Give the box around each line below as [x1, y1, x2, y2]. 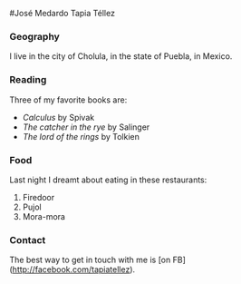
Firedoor [22, 191, 55, 202]
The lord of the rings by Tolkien [22, 131, 140, 142]
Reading [9, 73, 47, 86]
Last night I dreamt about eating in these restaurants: [9, 174, 207, 185]
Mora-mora [22, 211, 66, 221]
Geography [9, 30, 61, 43]
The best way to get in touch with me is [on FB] [9, 254, 186, 266]
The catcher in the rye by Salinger [22, 122, 150, 132]
